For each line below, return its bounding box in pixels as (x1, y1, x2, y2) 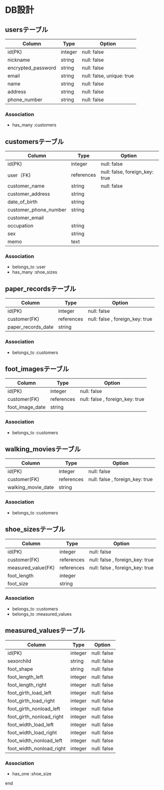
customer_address (7, 190, 50, 197)
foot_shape (7, 665, 33, 672)
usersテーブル (5, 25, 48, 34)
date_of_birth (7, 199, 38, 206)
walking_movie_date (7, 484, 54, 491)
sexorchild (7, 657, 32, 664)
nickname (7, 57, 30, 63)
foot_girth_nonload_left (7, 705, 61, 712)
